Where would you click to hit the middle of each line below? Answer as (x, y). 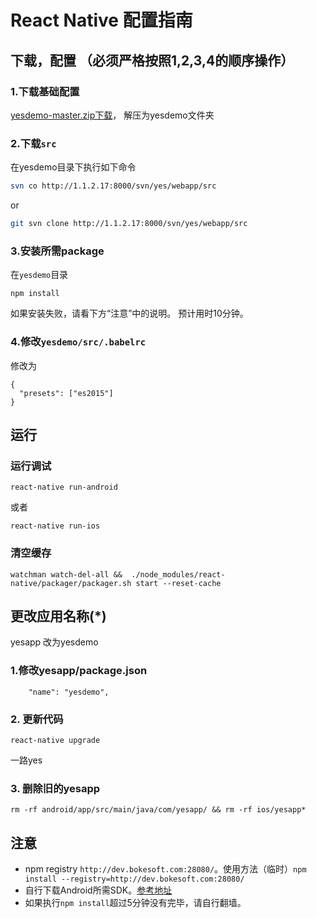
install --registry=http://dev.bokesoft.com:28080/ (134, 879)
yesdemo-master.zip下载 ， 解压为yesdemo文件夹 (112, 115)
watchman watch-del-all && (66, 574)
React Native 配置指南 (101, 20)
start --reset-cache (178, 583)
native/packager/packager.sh (71, 583)
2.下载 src (33, 143)
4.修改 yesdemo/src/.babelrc (78, 342)
